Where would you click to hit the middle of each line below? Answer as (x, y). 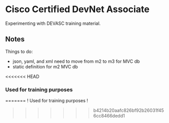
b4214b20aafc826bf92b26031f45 (129, 110)
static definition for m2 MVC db (45, 66)
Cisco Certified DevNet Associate (77, 9)
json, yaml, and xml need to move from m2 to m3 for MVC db (76, 61)
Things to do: (19, 51)
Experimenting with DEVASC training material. (53, 23)
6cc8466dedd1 (109, 116)
